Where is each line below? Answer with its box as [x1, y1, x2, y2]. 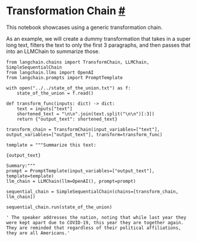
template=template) [6, 173, 54, 179]
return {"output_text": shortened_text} [17, 116, 118, 122]
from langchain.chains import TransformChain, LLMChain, [6, 59, 150, 65]
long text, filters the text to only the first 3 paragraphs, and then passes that [6, 41, 191, 49]
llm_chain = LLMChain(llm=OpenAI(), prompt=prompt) [6, 178, 136, 184]
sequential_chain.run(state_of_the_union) [6, 204, 112, 210]
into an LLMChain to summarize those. [6, 47, 101, 54]
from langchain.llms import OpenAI [6, 69, 94, 75]
